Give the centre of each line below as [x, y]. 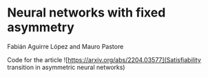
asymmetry [41, 27]
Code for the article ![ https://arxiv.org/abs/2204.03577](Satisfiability [104, 59]
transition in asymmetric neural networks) [66, 67]
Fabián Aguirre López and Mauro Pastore [65, 46]
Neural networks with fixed [86, 13]
